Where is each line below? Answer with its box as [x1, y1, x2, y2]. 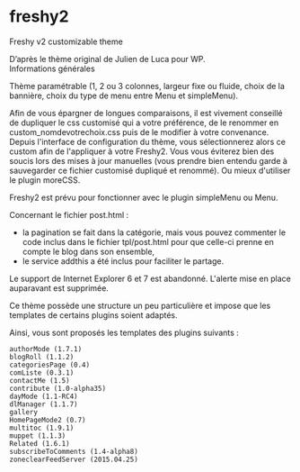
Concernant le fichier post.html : [9, 209, 129, 220]
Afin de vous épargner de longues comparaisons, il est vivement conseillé [9, 107, 283, 118]
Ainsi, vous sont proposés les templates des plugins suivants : [9, 327, 240, 338]
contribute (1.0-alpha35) [9, 384, 106, 393]
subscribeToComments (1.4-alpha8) [9, 447, 139, 456]
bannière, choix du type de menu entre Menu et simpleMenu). [9, 90, 239, 101]
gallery [9, 407, 39, 416]
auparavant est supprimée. [9, 282, 110, 294]
